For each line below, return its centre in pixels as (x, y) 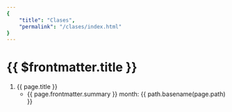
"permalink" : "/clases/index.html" (71, 26)
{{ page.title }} (37, 87)
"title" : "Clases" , (47, 20)
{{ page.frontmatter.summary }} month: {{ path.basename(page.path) (126, 94)
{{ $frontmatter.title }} (72, 67)
